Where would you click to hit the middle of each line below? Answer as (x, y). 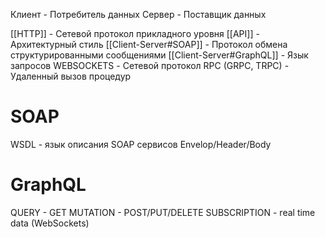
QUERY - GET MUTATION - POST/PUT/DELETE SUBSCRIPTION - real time (163, 212)
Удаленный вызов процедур (71, 76)
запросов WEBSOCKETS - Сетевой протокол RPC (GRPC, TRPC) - (150, 65)
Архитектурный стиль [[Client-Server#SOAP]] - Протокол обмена (149, 44)
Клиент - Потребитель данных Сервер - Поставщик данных (138, 14)
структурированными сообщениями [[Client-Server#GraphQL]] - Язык (159, 55)
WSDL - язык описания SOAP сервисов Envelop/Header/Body (141, 144)
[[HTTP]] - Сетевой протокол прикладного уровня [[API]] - (135, 33)
